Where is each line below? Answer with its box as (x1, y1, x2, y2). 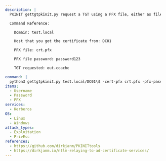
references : (5, 139, 30, 144)
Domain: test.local (14, 30, 54, 35)
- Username (9, 88, 32, 93)
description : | (5, 7, 37, 12)
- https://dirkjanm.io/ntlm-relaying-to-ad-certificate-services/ (9, 148, 149, 153)
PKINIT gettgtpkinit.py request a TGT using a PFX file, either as (9, 12, 152, 17)
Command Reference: (9, 21, 50, 26)
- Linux (9, 116, 26, 121)
